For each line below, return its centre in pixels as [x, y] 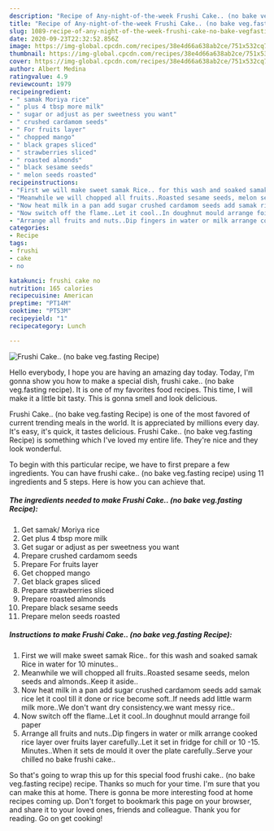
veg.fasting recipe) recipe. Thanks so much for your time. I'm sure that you [135, 784]
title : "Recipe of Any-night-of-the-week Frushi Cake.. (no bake [122, 24]
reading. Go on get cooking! [56, 818]
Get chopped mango [55, 573]
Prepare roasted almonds [63, 599]
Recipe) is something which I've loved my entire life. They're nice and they [134, 440]
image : [20, 46]
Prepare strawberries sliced [67, 590]
